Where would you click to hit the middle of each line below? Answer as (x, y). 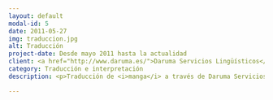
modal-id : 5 (28, 24)
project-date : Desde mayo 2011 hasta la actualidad (97, 54)
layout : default (36, 16)
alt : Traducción (36, 46)
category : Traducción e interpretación (76, 69)
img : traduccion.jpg (43, 39)
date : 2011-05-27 (38, 31)
